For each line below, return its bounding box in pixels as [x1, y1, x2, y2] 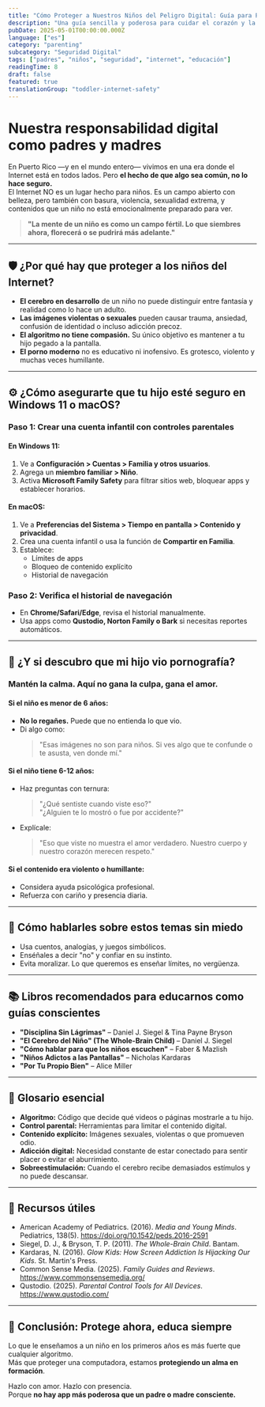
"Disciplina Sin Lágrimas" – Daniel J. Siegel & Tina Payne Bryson [19, 1027, 233, 1037]
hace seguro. [8, 179, 53, 188]
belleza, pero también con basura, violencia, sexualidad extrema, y [8, 195, 226, 206]
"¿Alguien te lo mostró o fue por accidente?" [39, 808, 184, 817]
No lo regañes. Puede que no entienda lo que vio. [19, 716, 182, 725]
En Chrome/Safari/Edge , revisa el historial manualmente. [19, 608, 207, 618]
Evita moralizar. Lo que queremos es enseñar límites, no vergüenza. [19, 959, 241, 968]
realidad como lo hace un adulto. [19, 305, 127, 315]
